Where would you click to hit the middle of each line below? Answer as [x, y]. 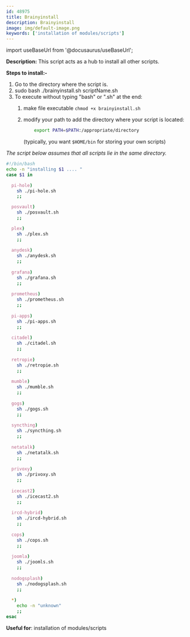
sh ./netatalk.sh [38, 453]
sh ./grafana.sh [37, 278]
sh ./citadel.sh [37, 343]
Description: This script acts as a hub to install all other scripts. [83, 62]
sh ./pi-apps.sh [37, 321]
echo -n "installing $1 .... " [44, 169]
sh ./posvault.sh [38, 212]
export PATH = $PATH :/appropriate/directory [87, 131]
